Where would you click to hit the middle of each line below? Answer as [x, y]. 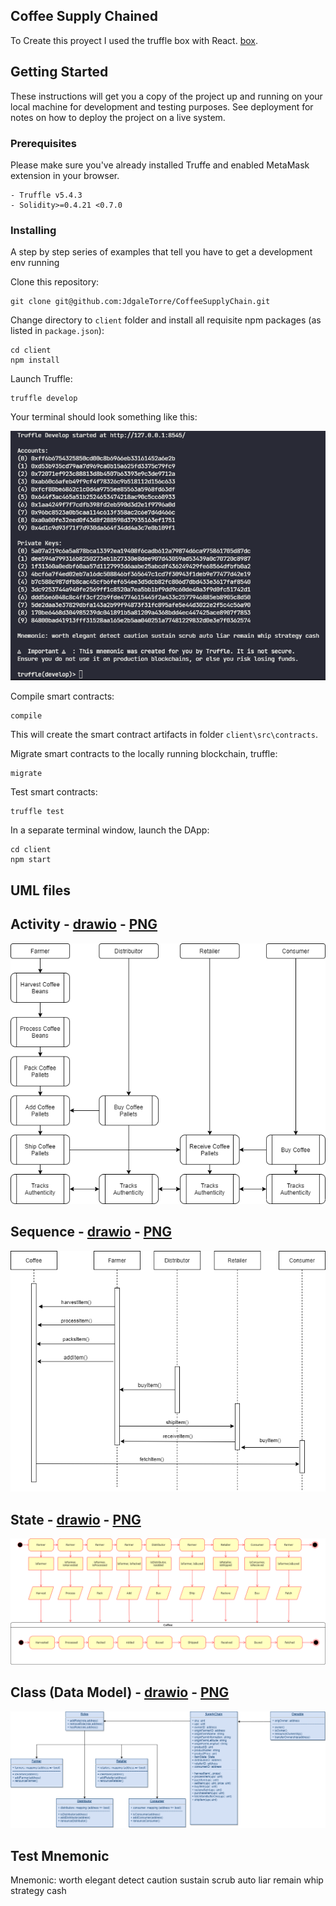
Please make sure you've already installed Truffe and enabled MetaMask [160, 165]
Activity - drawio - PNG [84, 924]
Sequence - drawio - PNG [91, 1232]
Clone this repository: [55, 282]
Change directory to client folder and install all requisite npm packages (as [166, 320]
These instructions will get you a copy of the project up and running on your [166, 96]
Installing [33, 230]
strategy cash [38, 1891]
